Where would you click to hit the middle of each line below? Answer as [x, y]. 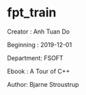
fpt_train [32, 13]
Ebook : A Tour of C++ [39, 71]
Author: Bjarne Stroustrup [43, 84]
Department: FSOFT [35, 58]
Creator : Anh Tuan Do [39, 31]
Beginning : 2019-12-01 [40, 44]
